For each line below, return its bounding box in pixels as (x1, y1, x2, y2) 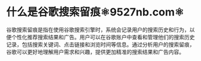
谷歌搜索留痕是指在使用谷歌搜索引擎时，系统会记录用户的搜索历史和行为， (6, 26, 190, 33)
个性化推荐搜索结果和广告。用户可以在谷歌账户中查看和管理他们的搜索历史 (11, 33, 195, 40)
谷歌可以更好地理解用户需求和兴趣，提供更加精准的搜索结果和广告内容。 (6, 48, 184, 55)
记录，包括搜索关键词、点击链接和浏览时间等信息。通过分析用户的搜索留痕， (6, 41, 195, 48)
